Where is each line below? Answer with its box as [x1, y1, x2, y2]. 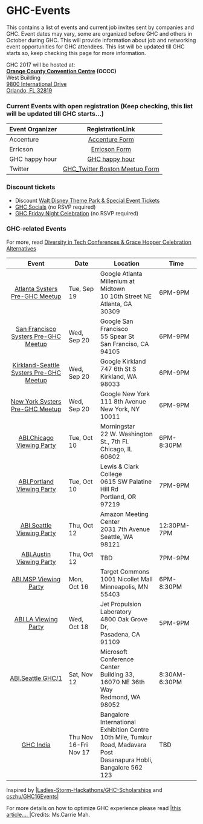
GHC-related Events [6, 224, 66, 233]
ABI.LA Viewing [14, 615, 58, 623]
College [100, 469, 123, 478]
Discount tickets [6, 183, 56, 191]
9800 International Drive [6, 80, 67, 88]
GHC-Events [6, 4, 71, 18]
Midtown [100, 284, 126, 293]
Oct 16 [68, 582, 89, 590]
